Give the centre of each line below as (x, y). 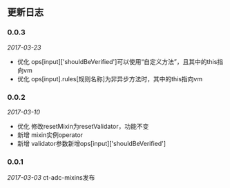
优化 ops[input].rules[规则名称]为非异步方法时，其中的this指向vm (109, 79)
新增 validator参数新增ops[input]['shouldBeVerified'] (92, 143)
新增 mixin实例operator (50, 135)
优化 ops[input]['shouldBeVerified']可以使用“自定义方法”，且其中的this (117, 61)
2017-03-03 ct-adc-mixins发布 (51, 178)
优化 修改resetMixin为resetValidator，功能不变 (83, 126)
